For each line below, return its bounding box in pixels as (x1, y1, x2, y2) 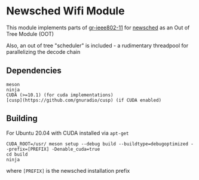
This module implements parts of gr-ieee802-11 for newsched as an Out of (6, 24, 190, 31)
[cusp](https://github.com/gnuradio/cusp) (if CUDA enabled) (6, 97, 162, 103)
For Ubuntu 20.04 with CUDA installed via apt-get (6, 129, 129, 136)
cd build (6, 151, 28, 157)
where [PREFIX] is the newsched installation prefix (6, 167, 130, 174)
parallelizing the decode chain (6, 48, 81, 55)
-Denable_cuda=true (51, 146, 100, 152)
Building (6, 114, 38, 124)
